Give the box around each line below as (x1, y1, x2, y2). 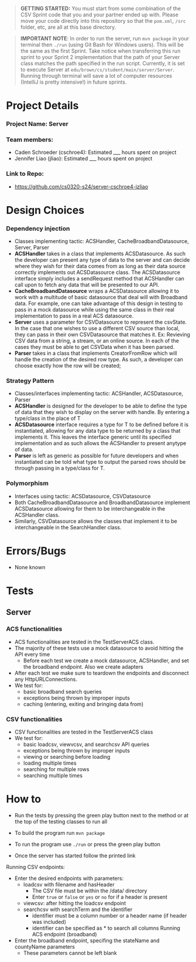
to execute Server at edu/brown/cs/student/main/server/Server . (20, 66, 174, 73)
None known (14, 563, 46, 570)
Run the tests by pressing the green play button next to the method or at (14, 812, 189, 819)
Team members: (6, 136, 54, 144)
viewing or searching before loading (23, 753, 111, 760)
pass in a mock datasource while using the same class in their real (14, 306, 174, 313)
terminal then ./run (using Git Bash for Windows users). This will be (20, 41, 184, 48)
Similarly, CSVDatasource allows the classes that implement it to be (14, 518, 177, 525)
